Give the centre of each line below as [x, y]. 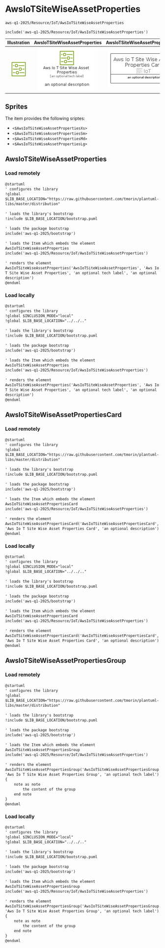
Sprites [16, 106]
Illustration [19, 42]
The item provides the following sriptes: [45, 118]
